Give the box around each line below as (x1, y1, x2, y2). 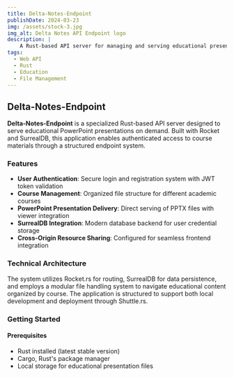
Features (7, 159, 38, 169)
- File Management (13, 75, 68, 82)
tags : (7, 49, 23, 56)
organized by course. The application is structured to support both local (7, 289, 214, 298)
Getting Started (7, 314, 61, 324)
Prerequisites (7, 332, 47, 340)
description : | (7, 36, 52, 43)
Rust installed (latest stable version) (17, 346, 120, 355)
